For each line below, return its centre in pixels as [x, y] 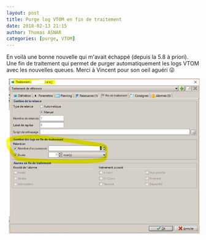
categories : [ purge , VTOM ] [41, 39]
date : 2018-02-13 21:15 [37, 26]
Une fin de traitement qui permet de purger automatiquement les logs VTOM [103, 64]
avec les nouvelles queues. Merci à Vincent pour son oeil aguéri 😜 [91, 70]
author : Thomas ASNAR [34, 32]
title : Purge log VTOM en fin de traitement [64, 19]
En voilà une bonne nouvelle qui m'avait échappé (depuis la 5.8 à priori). [97, 57]
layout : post [23, 13]
